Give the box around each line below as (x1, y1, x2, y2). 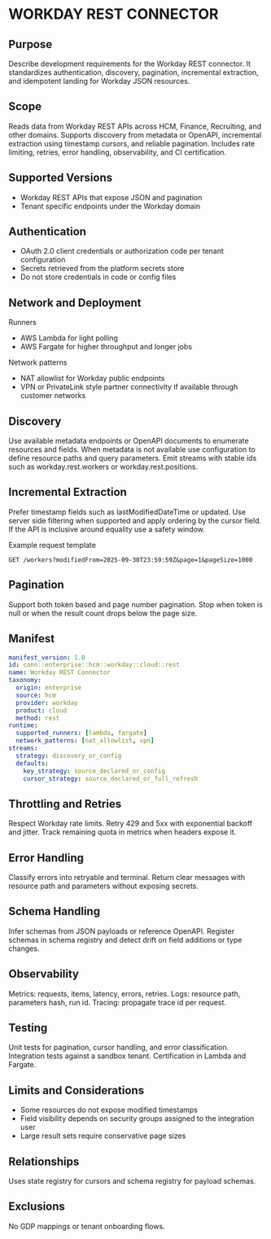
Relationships (8, 1154, 80, 1168)
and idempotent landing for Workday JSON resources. (8, 77, 190, 85)
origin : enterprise (15, 684, 82, 692)
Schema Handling (8, 904, 100, 918)
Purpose (8, 37, 53, 51)
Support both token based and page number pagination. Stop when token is (8, 599, 263, 609)
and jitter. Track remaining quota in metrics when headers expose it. (8, 827, 237, 837)
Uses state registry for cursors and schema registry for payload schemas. (8, 1176, 256, 1186)
